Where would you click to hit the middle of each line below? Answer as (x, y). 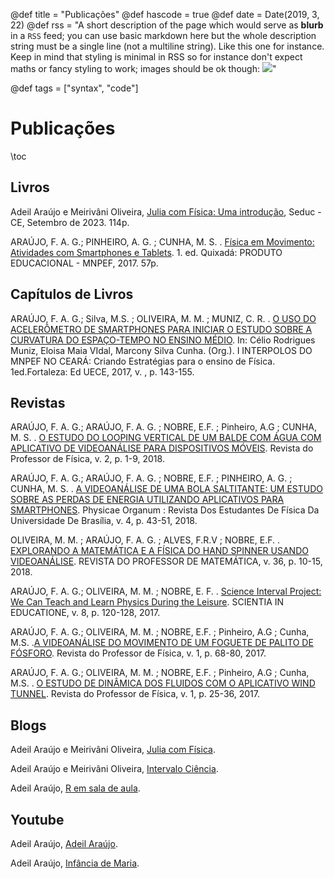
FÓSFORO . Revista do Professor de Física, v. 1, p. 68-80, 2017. (138, 653)
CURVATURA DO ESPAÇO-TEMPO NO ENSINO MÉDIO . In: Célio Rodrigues (163, 340)
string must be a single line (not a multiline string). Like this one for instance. (167, 46)
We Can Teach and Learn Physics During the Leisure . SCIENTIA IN (147, 602)
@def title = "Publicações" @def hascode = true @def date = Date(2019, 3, (165, 14)
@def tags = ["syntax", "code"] (74, 88)
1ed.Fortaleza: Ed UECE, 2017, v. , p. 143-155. (102, 371)
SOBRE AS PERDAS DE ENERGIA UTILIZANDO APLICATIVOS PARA (147, 500)
